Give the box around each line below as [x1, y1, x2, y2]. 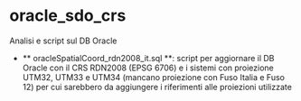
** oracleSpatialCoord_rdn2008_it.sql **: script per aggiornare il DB [22, 52, 275, 63]
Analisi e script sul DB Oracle [9, 35, 118, 46]
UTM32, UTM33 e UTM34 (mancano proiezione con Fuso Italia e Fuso [22, 71, 285, 82]
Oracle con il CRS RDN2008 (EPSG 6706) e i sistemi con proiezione [22, 62, 274, 73]
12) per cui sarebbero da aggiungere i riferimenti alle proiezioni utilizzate [22, 81, 292, 92]
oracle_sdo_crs [9, 5, 127, 26]
